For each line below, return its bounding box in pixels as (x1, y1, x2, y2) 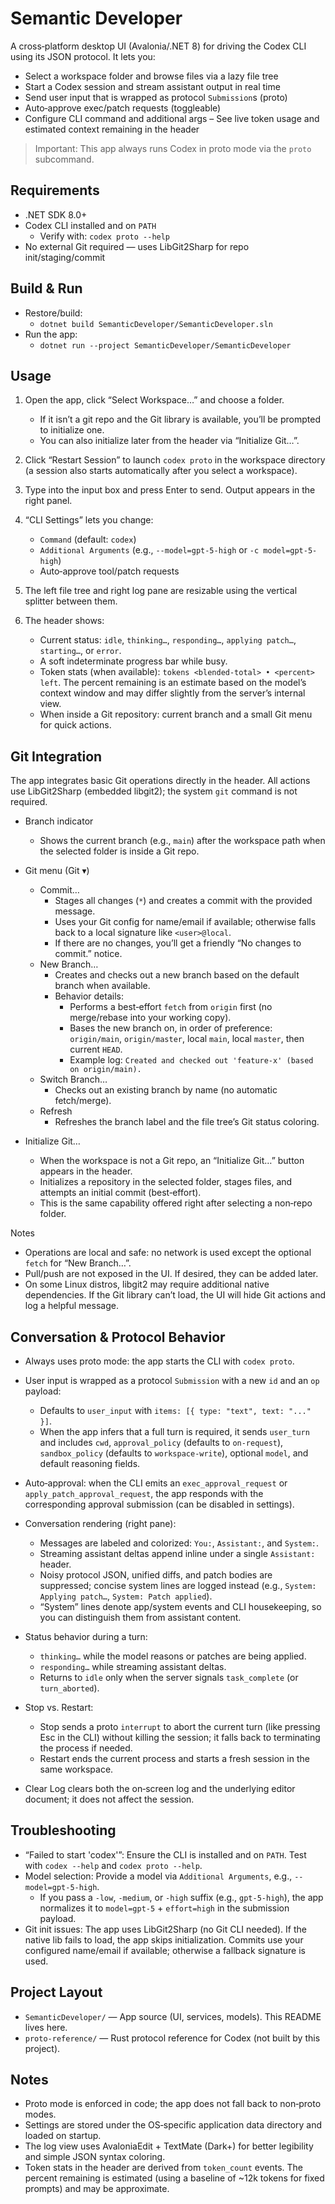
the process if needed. (39, 1742, 133, 1754)
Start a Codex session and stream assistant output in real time (24, 80, 281, 92)
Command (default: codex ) (39, 533, 137, 546)
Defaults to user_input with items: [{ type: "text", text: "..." (39, 1405, 312, 1416)
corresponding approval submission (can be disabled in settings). (24, 1498, 295, 1510)
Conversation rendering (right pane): (24, 1518, 177, 1529)
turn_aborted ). (39, 1682, 100, 1694)
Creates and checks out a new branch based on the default (54, 969, 300, 981)
